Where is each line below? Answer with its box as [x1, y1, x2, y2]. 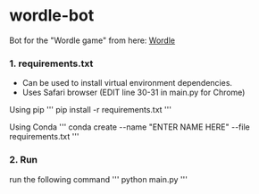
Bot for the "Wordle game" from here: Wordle [9, 35, 176, 46]
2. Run [9, 154, 38, 166]
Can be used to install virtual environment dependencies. [21, 78, 233, 89]
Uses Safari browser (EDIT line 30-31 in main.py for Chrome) [21, 87, 246, 98]
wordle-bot [9, 5, 95, 26]
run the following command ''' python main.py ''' [9, 173, 188, 184]
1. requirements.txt [9, 57, 94, 70]
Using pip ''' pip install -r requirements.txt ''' [9, 105, 172, 115]
